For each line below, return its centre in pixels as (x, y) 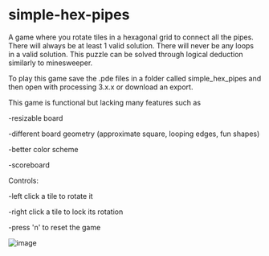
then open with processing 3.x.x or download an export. (101, 87)
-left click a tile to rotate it (51, 196)
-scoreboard (29, 165)
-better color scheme (43, 149)
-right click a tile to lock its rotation (66, 212)
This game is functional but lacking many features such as (105, 102)
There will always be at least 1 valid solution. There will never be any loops (131, 45)
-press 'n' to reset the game (55, 227)
